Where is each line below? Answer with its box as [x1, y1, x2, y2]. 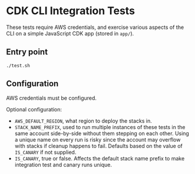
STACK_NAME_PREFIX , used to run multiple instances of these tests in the [14, 123, 186, 130]
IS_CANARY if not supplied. [14, 149, 77, 156]
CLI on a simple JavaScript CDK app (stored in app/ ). [6, 29, 134, 37]
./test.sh [6, 63, 31, 68]
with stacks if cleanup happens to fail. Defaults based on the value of [14, 142, 183, 149]
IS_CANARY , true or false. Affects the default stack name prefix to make [14, 155, 185, 162]
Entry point [6, 47, 48, 57]
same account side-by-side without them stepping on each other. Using [14, 130, 190, 137]
